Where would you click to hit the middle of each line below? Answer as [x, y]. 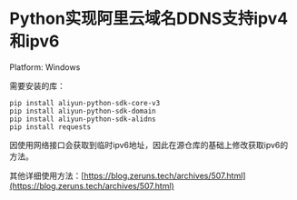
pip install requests [50, 127]
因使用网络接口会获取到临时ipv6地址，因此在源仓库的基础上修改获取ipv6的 [149, 145]
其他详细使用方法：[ [47, 175]
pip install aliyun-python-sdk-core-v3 [85, 103]
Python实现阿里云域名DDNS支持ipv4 [149, 19]
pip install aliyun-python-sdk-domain [83, 111]
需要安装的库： [37, 85]
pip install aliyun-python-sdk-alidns [83, 119]
